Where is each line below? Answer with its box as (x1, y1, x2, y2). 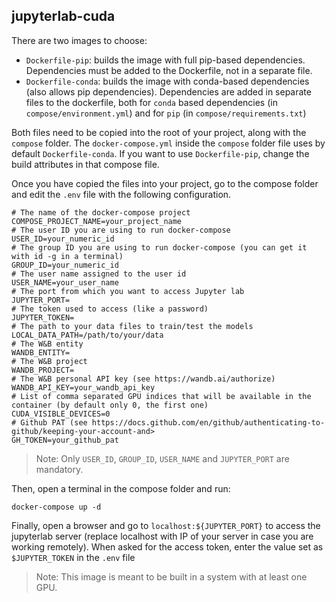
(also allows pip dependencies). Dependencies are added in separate (25, 85, 312, 98)
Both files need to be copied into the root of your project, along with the (11, 126, 307, 138)
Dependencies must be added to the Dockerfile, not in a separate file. (25, 64, 313, 76)
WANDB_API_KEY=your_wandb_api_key (11, 382, 156, 393)
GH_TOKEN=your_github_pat (11, 435, 119, 445)
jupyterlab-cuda (11, 8, 116, 25)
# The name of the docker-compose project (11, 207, 191, 218)
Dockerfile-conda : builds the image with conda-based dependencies (25, 75, 310, 87)
